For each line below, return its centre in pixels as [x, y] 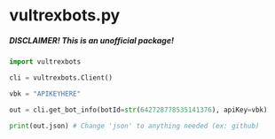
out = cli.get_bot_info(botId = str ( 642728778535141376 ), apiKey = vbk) [138, 110]
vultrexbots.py [65, 15]
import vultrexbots [45, 62]
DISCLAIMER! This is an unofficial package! [92, 40]
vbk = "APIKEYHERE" [45, 94]
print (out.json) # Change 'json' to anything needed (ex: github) [134, 126]
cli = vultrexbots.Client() [61, 78]
